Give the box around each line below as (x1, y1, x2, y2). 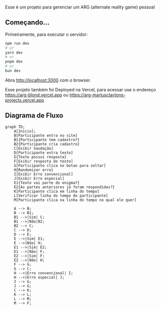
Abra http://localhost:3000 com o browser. (5, 77, 92, 83)
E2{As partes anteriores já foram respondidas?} (14, 184, 115, 190)
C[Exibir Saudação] (14, 146, 54, 151)
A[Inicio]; (14, 129, 36, 134)
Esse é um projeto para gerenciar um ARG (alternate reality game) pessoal (5, 4, 155, 10)
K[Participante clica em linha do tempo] (14, 189, 99, 194)
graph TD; (5, 124, 25, 129)
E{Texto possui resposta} (14, 154, 67, 159)
